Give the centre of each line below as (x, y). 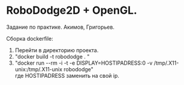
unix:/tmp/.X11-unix (39, 69)
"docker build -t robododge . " (52, 56)
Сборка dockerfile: (30, 38)
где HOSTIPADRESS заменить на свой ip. (67, 75)
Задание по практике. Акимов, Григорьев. (61, 27)
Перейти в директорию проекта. (57, 50)
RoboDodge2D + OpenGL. (72, 10)
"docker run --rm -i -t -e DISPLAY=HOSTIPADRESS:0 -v (84, 63)
